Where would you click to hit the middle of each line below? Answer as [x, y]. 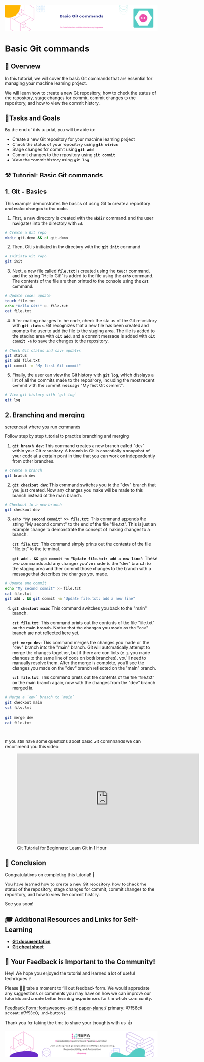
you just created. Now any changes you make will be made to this [78, 490]
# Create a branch [24, 470]
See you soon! [19, 904]
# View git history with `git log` [41, 395]
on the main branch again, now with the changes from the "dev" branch [84, 682]
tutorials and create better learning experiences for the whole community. [78, 998]
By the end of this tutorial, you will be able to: [50, 130]
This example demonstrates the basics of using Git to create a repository [78, 203]
